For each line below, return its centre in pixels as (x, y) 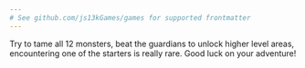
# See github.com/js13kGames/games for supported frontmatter (130, 18)
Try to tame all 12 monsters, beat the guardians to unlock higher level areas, (152, 44)
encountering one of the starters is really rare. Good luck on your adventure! (153, 53)
